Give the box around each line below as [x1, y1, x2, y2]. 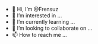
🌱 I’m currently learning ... [11, 18, 75, 25]
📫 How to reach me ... [11, 32, 67, 38]
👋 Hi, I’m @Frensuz [11, 6, 59, 12]
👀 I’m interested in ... [11, 12, 62, 19]
